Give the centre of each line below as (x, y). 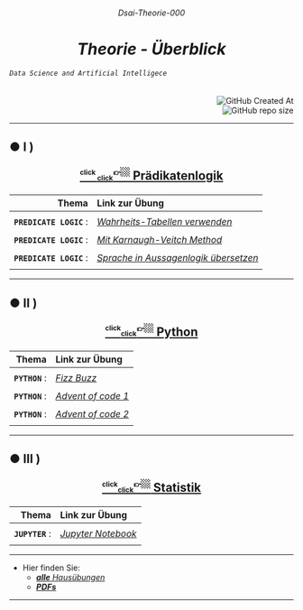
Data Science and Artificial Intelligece (88, 74)
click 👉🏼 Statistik (159, 486)
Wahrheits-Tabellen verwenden (165, 222)
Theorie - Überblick (151, 49)
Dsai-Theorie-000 (151, 13)
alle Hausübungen (70, 578)
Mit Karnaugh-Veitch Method (160, 240)
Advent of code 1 (92, 395)
